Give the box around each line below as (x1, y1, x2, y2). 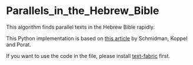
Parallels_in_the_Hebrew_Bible (6, 4, 159, 18)
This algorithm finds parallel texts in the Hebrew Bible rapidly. (6, 23, 155, 30)
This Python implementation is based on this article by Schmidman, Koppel (6, 35, 188, 42)
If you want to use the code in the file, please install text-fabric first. (6, 52, 171, 59)
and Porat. (6, 41, 31, 48)
